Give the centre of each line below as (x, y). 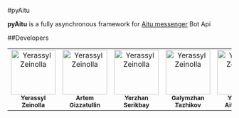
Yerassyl (33, 98)
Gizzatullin (85, 105)
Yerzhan (136, 98)
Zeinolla (33, 105)
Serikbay (136, 105)
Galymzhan (188, 98)
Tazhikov (188, 105)
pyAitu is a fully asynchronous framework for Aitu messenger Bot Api (109, 24)
